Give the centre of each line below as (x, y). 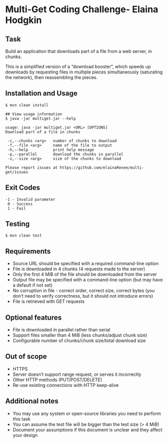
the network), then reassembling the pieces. (52, 77)
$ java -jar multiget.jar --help (41, 118)
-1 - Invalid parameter (30, 199)
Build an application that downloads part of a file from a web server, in (79, 51)
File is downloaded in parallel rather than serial (61, 330)
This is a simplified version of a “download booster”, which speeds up (78, 67)
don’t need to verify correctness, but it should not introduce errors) (83, 296)
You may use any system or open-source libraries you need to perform (87, 413)
